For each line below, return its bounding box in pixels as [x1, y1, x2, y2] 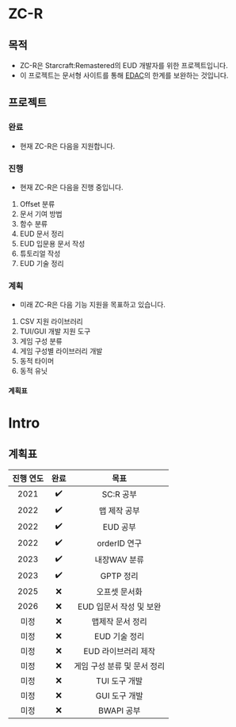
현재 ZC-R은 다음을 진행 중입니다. [19, 182, 124, 192]
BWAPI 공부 [98, 705, 141, 716]
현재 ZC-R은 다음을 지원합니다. [19, 141, 116, 150]
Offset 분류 [19, 199, 55, 208]
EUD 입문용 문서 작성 [19, 238, 86, 248]
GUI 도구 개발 [95, 690, 144, 701]
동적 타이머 [19, 356, 55, 366]
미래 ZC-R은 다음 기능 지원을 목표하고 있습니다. [19, 300, 166, 310]
